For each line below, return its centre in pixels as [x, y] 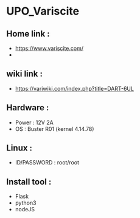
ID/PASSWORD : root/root [47, 163]
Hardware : [28, 108]
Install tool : [29, 182]
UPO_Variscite [43, 11]
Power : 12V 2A [34, 122]
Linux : [19, 148]
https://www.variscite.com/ [49, 48]
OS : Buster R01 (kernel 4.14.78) [54, 128]
